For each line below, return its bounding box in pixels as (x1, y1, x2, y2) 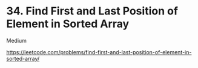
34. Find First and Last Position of (6, 4, 179, 18)
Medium (6, 37, 27, 44)
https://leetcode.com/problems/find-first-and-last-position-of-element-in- (6, 48, 192, 55)
